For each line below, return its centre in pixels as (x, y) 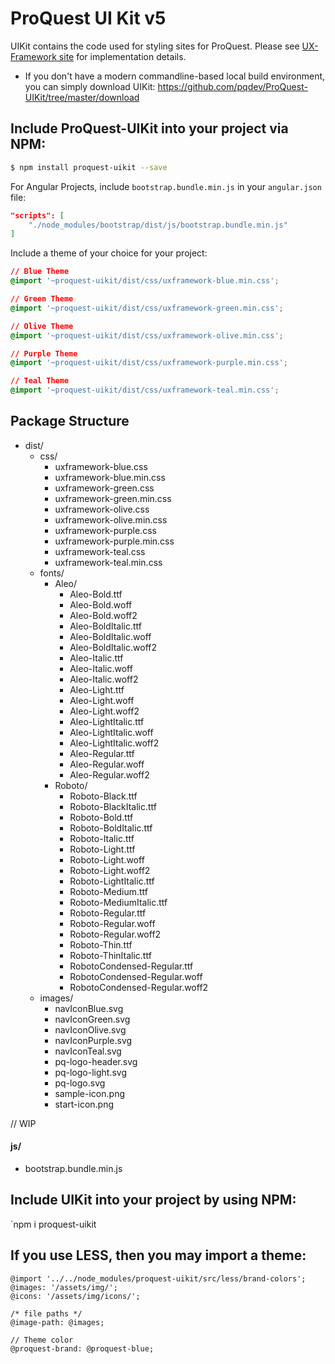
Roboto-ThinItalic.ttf (110, 955)
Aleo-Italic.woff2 (104, 679)
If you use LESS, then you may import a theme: (158, 1255)
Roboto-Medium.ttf (108, 891)
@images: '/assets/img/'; (64, 1287)
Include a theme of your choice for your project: (109, 253)
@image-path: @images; (57, 1322)
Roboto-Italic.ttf (102, 838)
